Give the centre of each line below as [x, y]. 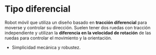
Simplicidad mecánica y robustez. [46, 47]
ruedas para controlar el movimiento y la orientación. [58, 38]
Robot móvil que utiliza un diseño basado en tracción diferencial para [76, 22]
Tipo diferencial [38, 9]
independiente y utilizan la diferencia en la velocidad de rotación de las [78, 33]
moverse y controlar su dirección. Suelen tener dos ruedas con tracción [78, 27]
